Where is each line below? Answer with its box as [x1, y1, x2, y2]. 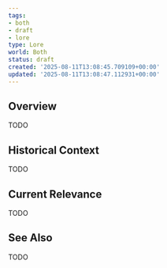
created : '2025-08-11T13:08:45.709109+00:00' [8, 63, 160, 71]
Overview [8, 100, 58, 113]
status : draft [8, 56, 55, 64]
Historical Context [8, 143, 100, 157]
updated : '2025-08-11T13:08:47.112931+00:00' [8, 70, 160, 78]
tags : [8, 11, 26, 20]
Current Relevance [8, 187, 102, 201]
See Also [8, 231, 53, 245]
